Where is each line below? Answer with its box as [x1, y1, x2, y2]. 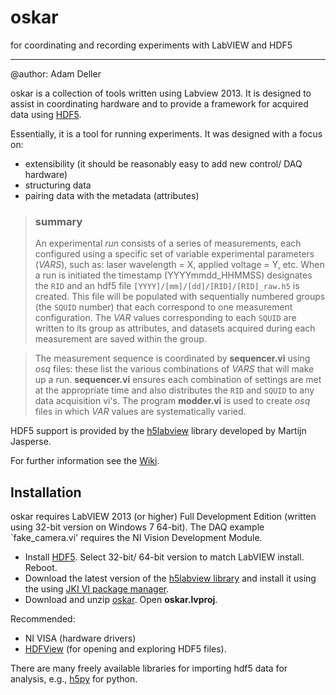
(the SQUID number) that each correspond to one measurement [34, 301, 293, 313]
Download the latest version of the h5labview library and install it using [24, 572, 317, 585]
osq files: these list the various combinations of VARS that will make [34, 363, 315, 375]
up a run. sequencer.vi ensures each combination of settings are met [34, 374, 322, 386]
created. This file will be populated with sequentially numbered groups [34, 291, 326, 303]
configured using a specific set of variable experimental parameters [34, 248, 315, 260]
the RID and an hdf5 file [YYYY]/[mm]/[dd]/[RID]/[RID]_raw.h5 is [34, 280, 300, 292]
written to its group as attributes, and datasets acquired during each [34, 322, 316, 335]
